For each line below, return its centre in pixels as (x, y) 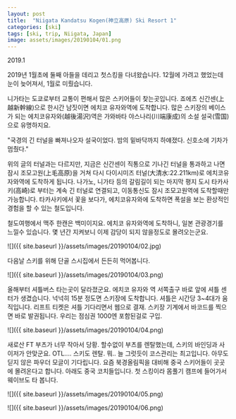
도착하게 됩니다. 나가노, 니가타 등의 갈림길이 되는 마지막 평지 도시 (120, 182)
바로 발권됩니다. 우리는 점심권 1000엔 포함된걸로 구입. (88, 316)
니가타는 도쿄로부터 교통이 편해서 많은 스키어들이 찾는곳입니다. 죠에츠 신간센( (113, 99)
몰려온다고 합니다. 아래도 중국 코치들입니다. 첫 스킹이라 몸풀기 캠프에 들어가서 (121, 371)
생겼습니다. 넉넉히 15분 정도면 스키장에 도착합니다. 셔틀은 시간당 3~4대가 (120, 298)
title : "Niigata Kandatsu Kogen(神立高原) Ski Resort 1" (92, 20)
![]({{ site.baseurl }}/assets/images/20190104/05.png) (85, 394)
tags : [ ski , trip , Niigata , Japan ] (60, 34)
